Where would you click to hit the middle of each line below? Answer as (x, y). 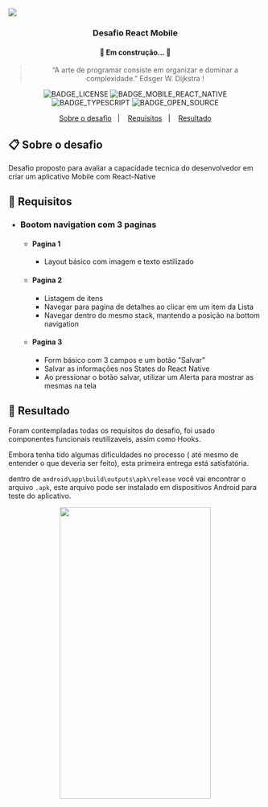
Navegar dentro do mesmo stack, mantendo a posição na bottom (152, 315)
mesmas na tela (70, 385)
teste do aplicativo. (40, 496)
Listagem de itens (73, 298)
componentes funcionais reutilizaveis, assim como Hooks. (105, 438)
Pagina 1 (46, 244)
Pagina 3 (47, 342)
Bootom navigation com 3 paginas (88, 224)
